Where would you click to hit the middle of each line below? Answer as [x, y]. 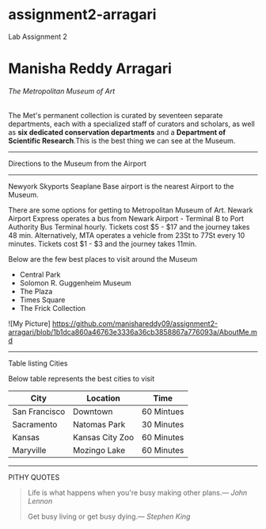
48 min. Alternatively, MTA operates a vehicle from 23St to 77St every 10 [127, 236]
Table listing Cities [38, 363]
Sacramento [35, 424]
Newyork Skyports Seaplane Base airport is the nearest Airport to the [121, 186]
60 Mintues [163, 412]
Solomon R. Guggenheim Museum [76, 283]
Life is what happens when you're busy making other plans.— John [137, 493]
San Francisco [39, 412]
